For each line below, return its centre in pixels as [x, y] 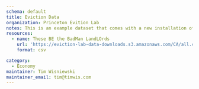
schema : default [26, 11]
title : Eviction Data [33, 17]
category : [18, 60]
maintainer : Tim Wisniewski [41, 71]
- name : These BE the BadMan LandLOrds [61, 39]
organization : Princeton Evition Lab [53, 22]
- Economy [23, 66]
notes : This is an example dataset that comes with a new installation [96, 28]
